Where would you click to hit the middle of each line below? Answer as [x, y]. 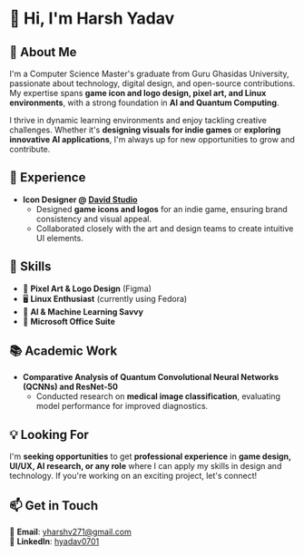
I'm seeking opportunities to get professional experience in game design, [151, 456]
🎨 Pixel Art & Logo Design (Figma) [87, 288]
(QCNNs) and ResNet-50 [70, 387]
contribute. [30, 149]
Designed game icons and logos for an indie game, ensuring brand [162, 209]
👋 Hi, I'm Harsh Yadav [92, 19]
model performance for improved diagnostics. [122, 406]
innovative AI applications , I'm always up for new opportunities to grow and [152, 139]
